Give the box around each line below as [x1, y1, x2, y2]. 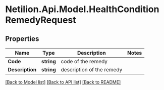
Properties [5, 34, 39, 43]
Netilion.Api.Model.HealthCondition [5, 4, 159, 15]
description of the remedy [61, 66, 123, 73]
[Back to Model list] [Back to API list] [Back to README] [5, 79, 121, 85]
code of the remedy [61, 58, 107, 65]
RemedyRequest [5, 14, 77, 26]
